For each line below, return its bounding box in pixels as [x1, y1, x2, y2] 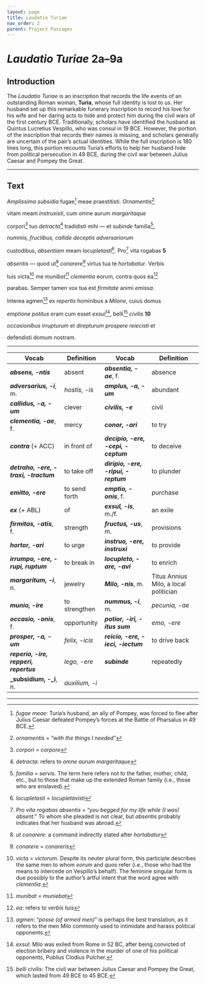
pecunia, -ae [151, 601, 190, 609]
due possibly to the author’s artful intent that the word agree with [15, 874, 179, 881]
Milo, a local [151, 579, 186, 588]
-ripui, [104, 467, 124, 475]
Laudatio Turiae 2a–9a [7, 52, 123, 66]
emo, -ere [151, 618, 181, 627]
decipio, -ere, [104, 434, 145, 442]
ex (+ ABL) [10, 506, 41, 514]
